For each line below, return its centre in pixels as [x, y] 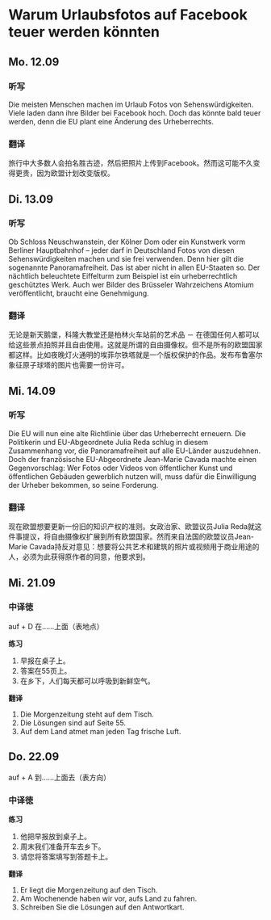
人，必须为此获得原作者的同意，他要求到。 [79, 557]
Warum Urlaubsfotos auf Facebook [128, 15]
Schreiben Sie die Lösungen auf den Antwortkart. [102, 907]
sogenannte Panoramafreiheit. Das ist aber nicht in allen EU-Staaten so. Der [134, 267]
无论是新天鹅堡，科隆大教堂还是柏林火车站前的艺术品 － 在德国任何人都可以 [134, 335]
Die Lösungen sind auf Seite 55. [73, 723]
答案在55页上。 [46, 670]
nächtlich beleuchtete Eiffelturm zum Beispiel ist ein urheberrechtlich [123, 275]
